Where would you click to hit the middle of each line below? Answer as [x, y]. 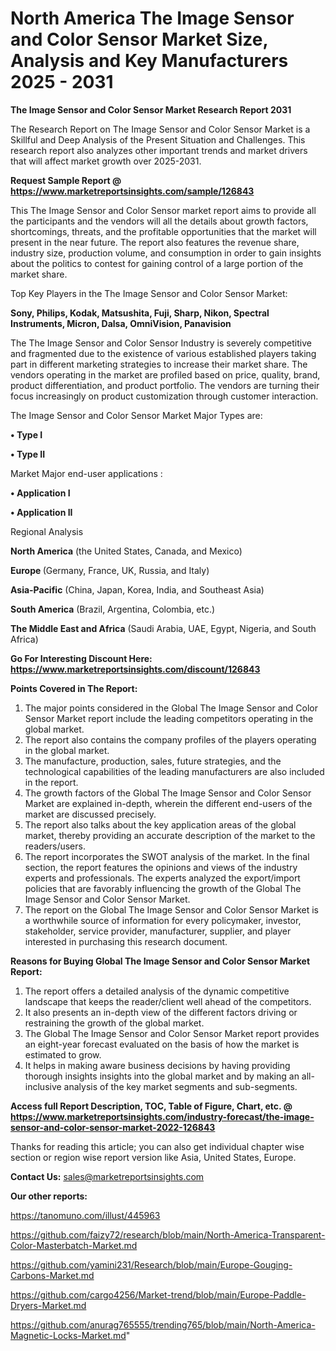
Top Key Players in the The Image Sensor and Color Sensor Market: [149, 293]
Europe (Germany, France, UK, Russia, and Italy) [110, 570]
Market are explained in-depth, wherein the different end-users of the [168, 803]
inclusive [43, 1086]
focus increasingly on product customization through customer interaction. [164, 396]
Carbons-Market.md [52, 1275]
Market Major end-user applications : [86, 473]
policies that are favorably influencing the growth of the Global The [163, 888]
